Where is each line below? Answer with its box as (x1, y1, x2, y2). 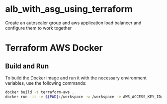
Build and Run (5, 62, 49, 70)
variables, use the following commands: (5, 80, 87, 86)
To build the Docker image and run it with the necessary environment (5, 75, 147, 81)
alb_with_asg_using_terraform (5, 3, 133, 15)
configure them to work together (5, 25, 72, 31)
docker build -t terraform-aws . (5, 90, 75, 95)
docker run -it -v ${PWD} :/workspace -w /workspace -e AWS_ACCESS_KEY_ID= (5, 94, 164, 99)
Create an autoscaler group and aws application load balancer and (5, 20, 142, 26)
